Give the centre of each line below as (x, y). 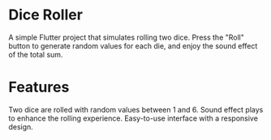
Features (39, 87)
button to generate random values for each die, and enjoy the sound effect (133, 45)
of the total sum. (36, 54)
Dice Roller (46, 15)
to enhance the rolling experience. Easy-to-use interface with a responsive (133, 118)
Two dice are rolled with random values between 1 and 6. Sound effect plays (136, 109)
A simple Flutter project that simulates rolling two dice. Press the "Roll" (127, 37)
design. (21, 126)
